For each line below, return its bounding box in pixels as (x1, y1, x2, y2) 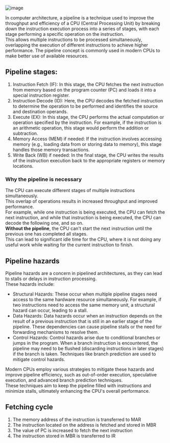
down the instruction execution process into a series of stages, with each (5, 26, 159, 32)
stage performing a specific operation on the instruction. (5, 31, 124, 37)
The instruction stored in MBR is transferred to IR (12, 433, 116, 439)
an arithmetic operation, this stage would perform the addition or (12, 124, 149, 131)
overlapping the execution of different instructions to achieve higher (5, 42, 149, 48)
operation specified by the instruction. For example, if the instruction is (12, 119, 162, 125)
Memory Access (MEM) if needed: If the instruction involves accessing (12, 136, 162, 142)
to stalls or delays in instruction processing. (5, 276, 97, 282)
